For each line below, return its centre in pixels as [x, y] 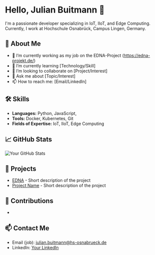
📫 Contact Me [27, 228]
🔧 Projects [21, 168]
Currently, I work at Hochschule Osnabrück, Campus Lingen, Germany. [76, 28]
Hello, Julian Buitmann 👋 [55, 10]
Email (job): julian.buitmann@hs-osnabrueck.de [59, 242]
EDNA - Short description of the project [51, 180]
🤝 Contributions [29, 201]
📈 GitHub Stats [28, 139]
